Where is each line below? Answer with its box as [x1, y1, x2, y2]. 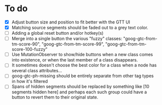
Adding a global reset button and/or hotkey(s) [11, 30, 103, 36]
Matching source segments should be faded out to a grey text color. [11, 25, 148, 30]
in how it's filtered [11, 79, 48, 84]
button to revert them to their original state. [11, 94, 99, 100]
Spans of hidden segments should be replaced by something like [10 [11, 84, 150, 89]
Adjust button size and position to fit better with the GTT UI [11, 19, 130, 25]
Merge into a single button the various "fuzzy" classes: [11, 36, 122, 42]
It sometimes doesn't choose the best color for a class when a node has [11, 62, 157, 68]
